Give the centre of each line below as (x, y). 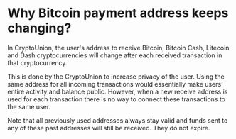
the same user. (29, 106)
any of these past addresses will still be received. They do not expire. (109, 128)
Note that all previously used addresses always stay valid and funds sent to (118, 120)
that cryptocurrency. (37, 62)
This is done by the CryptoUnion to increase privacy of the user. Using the (116, 77)
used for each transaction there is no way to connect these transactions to (117, 99)
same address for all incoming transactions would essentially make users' (116, 84)
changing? (39, 28)
